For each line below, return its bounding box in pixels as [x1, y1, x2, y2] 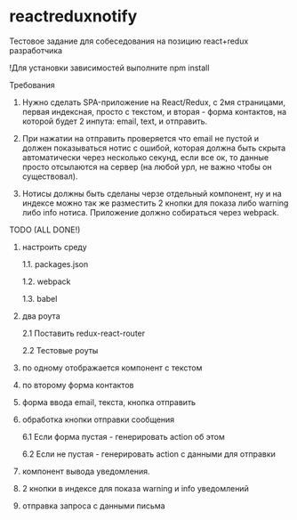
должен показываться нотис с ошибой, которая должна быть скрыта [21, 142, 286, 153]
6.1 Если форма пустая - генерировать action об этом [21, 431, 225, 442]
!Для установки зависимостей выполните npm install [9, 62, 210, 73]
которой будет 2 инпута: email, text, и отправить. [21, 116, 208, 126]
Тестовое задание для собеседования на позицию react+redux [9, 36, 249, 46]
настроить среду [21, 241, 87, 252]
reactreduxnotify [9, 6, 138, 27]
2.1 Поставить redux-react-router [21, 328, 146, 338]
